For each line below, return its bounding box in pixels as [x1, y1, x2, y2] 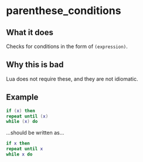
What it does [6, 27, 54, 37]
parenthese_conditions [6, 4, 121, 18]
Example [6, 92, 39, 102]
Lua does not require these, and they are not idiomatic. [6, 75, 139, 82]
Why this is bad [6, 60, 64, 70]
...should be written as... [6, 129, 64, 136]
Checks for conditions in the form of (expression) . [6, 43, 128, 50]
